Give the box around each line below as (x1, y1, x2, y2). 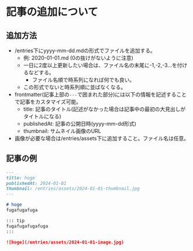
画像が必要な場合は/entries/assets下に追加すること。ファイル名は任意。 (14, 135, 189, 142)
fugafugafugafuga (6, 223, 49, 229)
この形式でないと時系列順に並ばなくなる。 (23, 84, 126, 91)
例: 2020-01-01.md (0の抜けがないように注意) (23, 54, 133, 61)
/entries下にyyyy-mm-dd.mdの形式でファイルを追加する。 (14, 47, 156, 54)
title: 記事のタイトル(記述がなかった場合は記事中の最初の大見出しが (23, 106, 186, 112)
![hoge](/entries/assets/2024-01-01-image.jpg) (6, 239, 125, 245)
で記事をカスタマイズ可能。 (14, 98, 82, 105)
